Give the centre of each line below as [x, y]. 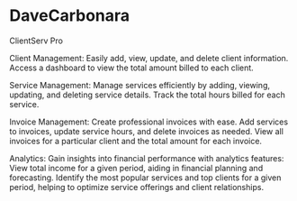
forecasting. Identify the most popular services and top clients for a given [145, 178]
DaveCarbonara [70, 16]
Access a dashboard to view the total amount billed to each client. [131, 68]
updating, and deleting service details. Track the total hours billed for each [147, 95]
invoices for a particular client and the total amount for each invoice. [136, 141]
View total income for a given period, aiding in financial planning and [136, 168]
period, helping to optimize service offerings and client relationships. [136, 187]
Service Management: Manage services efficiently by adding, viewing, [140, 85]
